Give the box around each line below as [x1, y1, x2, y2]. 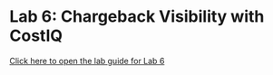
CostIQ [9, 25, 63, 46]
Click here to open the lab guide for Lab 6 [9, 55, 165, 66]
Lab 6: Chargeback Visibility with [9, 6, 265, 27]
